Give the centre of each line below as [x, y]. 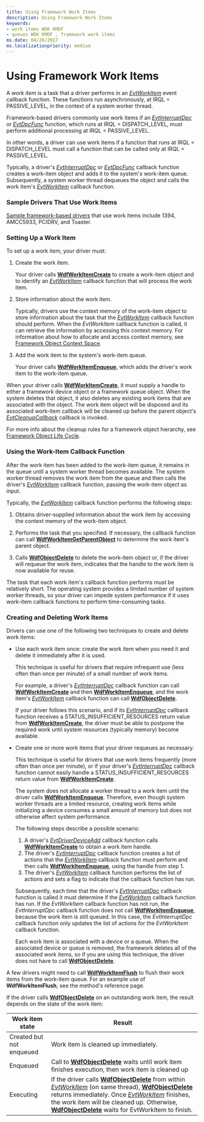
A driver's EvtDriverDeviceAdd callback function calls [91, 840]
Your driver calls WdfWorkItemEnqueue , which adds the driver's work [104, 367]
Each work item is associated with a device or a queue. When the [97, 941]
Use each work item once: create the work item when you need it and [102, 649]
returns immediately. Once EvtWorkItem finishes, [121, 1095]
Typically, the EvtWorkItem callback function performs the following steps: [99, 502]
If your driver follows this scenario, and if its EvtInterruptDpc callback [102, 710]
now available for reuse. [45, 570]
